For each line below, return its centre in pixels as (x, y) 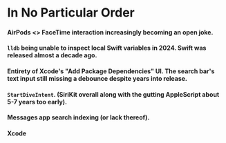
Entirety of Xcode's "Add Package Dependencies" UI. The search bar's (111, 71)
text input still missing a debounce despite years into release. (97, 78)
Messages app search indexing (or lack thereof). (78, 117)
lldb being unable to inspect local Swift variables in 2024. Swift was (107, 48)
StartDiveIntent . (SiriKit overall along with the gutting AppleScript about (113, 94)
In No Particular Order (71, 13)
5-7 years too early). (37, 102)
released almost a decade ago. (52, 55)
